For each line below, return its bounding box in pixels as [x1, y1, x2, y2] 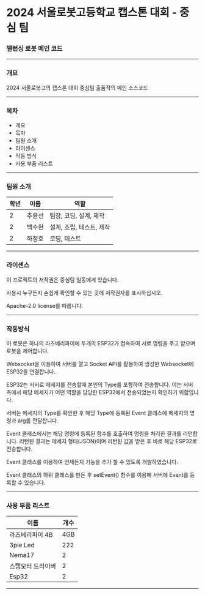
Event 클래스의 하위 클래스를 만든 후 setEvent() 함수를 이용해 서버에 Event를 [6, 471, 189, 478]
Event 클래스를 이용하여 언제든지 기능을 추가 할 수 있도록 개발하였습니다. [6, 458, 179, 465]
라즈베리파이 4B [9, 531, 53, 539]
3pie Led [9, 541, 35, 550]
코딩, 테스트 [49, 234, 81, 243]
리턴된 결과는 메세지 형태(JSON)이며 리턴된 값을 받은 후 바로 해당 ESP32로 [19, 437, 197, 444]
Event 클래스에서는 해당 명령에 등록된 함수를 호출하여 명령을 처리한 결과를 [6, 430, 182, 437]
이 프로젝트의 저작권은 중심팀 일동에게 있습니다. [6, 276, 119, 283]
